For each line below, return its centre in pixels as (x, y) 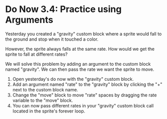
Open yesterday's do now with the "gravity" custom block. (73, 79)
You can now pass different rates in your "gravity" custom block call (83, 105)
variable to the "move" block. (43, 100)
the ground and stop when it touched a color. (52, 39)
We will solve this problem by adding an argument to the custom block (78, 64)
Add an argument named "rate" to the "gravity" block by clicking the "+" (87, 84)
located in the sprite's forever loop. (49, 111)
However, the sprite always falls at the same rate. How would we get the (80, 49)
